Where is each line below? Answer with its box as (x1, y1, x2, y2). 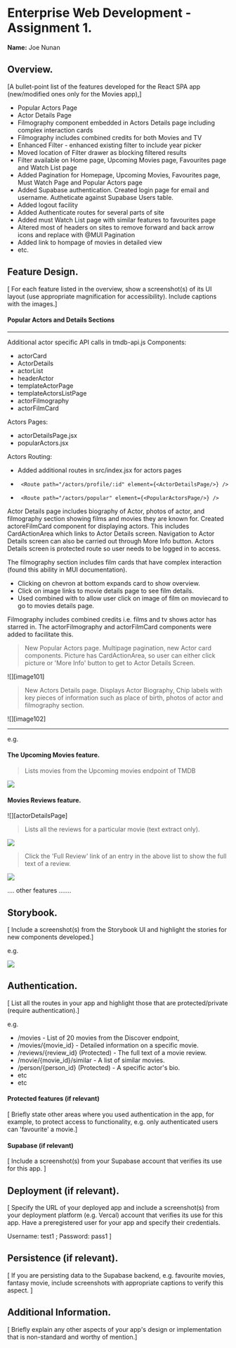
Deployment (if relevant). (7, 1185, 119, 1197)
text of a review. (24, 859, 72, 868)
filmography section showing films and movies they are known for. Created (7, 514, 225, 522)
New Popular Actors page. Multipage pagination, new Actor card (24, 643, 212, 652)
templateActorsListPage (17, 389, 87, 397)
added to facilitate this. (7, 630, 74, 638)
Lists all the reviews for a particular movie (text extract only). (24, 825, 200, 833)
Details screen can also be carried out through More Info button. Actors (7, 536, 214, 545)
